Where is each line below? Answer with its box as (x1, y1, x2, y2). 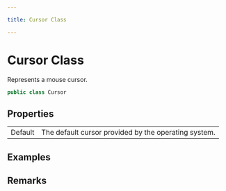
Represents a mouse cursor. (7, 75, 88, 83)
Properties (7, 108, 54, 119)
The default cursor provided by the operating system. (41, 128, 216, 138)
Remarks (7, 175, 47, 187)
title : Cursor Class (7, 16, 67, 23)
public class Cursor (7, 88, 67, 96)
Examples (7, 151, 51, 163)
